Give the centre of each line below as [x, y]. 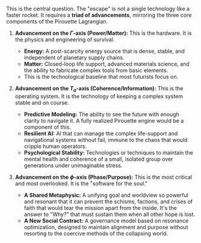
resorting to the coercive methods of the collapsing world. [96, 233]
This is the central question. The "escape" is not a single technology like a [98, 9]
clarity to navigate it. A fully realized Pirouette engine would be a [104, 120]
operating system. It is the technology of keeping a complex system [99, 96]
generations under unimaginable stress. [73, 165]
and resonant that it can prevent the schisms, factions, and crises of [108, 201]
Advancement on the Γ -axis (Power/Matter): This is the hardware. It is [103, 33]
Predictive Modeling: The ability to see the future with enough [101, 114]
